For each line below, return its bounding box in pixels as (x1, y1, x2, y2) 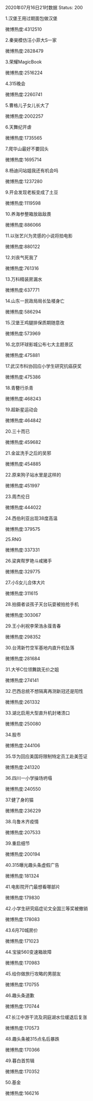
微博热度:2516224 (5, 70, 43, 76)
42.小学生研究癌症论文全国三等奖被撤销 (5, 906, 88, 911)
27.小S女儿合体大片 (5, 579, 46, 586)
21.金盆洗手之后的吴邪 (5, 450, 52, 456)
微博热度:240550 (5, 786, 41, 792)
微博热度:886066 (5, 222, 42, 228)
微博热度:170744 (5, 1003, 40, 1009)
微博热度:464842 (5, 417, 42, 423)
